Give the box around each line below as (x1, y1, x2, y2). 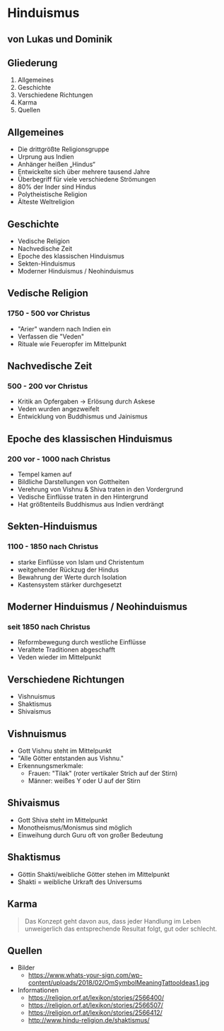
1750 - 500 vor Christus (7, 309, 90, 319)
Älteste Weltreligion (17, 198, 75, 206)
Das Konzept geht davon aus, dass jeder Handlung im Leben (24, 917, 201, 925)
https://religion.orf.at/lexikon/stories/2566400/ (28, 994, 165, 1002)
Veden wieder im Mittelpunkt (17, 653, 102, 661)
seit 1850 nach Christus (7, 622, 90, 632)
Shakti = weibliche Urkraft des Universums (17, 878, 143, 886)
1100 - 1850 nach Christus (7, 542, 99, 552)
